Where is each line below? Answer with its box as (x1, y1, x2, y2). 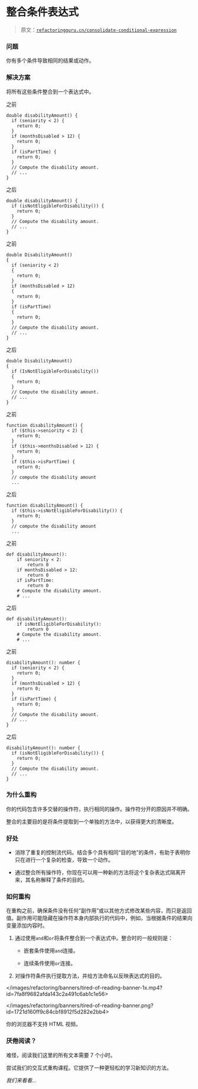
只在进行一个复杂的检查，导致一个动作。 (14, 856, 113, 864)
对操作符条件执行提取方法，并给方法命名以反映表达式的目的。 (14, 972, 165, 979)
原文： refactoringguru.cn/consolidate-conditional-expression (20, 26, 177, 33)
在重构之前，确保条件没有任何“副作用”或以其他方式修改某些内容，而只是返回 (6, 907, 192, 914)
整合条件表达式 (6, 5, 79, 19)
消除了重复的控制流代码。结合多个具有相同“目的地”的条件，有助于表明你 (14, 849, 191, 856)
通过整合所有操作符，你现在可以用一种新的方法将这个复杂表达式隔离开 (14, 869, 186, 876)
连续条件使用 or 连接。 (23, 960, 76, 967)
